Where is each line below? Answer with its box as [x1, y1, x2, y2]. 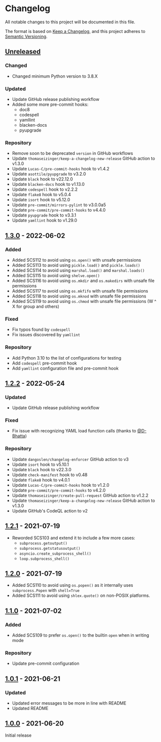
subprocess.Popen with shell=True [12, 588, 80, 594]
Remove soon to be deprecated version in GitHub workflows [12, 150, 133, 156]
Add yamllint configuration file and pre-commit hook [12, 365, 119, 371]
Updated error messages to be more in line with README [12, 700, 127, 706]
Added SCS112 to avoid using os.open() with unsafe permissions [12, 257, 142, 263]
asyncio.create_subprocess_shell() [19, 551, 91, 556]
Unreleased [5, 48, 41, 56]
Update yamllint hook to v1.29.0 [12, 217, 78, 223]
